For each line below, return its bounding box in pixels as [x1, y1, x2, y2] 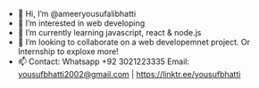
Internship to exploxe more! [17, 46, 119, 57]
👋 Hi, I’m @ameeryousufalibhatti [17, 9, 137, 19]
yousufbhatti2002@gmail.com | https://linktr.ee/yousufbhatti [17, 69, 241, 79]
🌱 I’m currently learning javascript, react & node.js [17, 28, 202, 37]
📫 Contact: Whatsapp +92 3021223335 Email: [17, 56, 190, 67]
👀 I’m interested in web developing [17, 18, 146, 28]
